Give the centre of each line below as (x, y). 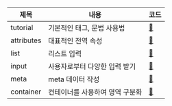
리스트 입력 (65, 54)
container (26, 92)
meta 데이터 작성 (74, 79)
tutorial (22, 28)
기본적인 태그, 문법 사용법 (86, 28)
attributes (26, 40)
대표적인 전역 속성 (75, 41)
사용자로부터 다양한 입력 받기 (91, 66)
